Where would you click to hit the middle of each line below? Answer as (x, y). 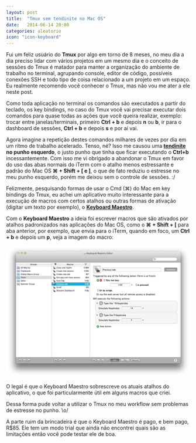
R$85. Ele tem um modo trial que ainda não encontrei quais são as (86, 428)
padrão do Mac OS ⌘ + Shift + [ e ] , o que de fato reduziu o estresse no (93, 171)
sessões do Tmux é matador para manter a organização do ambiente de (93, 67)
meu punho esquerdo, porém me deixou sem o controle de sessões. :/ (91, 177)
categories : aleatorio (34, 31)
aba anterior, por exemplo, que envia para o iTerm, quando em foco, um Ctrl (98, 231)
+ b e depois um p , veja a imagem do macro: (60, 237)
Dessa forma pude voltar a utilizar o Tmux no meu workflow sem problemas (97, 404)
